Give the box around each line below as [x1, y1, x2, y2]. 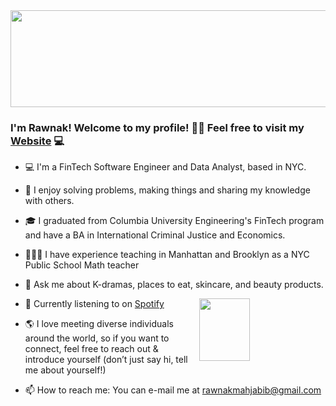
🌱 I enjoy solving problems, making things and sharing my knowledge [24, 184, 311, 196]
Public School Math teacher [24, 259, 140, 271]
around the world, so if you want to [24, 332, 170, 344]
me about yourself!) [24, 364, 107, 376]
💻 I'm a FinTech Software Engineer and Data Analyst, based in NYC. [24, 161, 307, 173]
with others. [24, 195, 75, 207]
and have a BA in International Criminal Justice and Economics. [24, 229, 286, 241]
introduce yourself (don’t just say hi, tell [24, 354, 188, 366]
